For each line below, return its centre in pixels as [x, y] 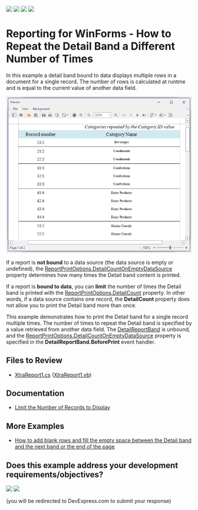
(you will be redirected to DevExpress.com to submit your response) [89, 501]
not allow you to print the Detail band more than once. [71, 305]
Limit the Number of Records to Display [62, 408]
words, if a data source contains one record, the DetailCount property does [98, 299]
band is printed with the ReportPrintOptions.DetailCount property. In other [96, 292]
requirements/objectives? [55, 474]
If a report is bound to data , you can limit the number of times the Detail [94, 286]
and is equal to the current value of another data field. [72, 88]
